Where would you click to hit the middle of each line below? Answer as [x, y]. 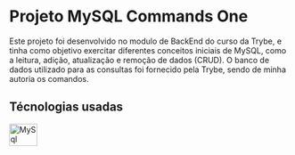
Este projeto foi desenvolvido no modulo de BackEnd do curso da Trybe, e [146, 41]
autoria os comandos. [49, 78]
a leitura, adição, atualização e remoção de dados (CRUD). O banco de [139, 60]
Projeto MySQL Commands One [129, 16]
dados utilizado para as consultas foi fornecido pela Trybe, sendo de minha [148, 69]
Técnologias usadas [66, 107]
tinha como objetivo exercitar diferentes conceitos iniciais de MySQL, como [148, 50]
